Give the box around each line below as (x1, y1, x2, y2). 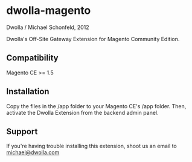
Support (6, 126, 38, 137)
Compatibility (6, 53, 59, 63)
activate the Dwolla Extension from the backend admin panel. (6, 109, 159, 116)
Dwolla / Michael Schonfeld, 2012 (6, 24, 89, 31)
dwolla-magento (6, 4, 91, 18)
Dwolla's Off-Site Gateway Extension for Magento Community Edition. (6, 35, 180, 42)
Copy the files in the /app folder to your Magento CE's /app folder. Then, (6, 102, 187, 109)
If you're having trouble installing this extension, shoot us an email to (6, 143, 177, 150)
